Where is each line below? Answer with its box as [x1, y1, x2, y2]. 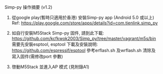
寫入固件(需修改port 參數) [11, 54, 63, 59]
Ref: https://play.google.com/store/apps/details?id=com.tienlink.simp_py [11, 20, 158, 26]
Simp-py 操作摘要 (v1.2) [4, 4, 53, 10]
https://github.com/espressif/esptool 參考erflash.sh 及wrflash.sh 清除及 [11, 48, 156, 53]
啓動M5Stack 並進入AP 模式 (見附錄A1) [11, 64, 90, 70]
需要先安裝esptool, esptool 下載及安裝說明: [11, 41, 98, 47]
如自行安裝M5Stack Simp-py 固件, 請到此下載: [11, 30, 104, 36]
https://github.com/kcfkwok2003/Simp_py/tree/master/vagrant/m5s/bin [11, 36, 157, 41]
